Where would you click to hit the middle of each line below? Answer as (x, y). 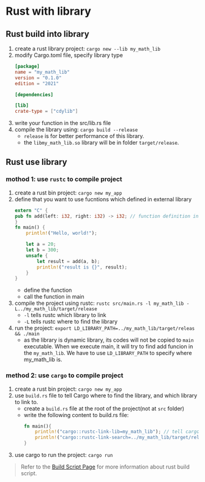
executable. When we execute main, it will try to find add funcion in (108, 346)
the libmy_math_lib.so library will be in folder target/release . (101, 143)
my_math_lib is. (43, 359)
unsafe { (37, 256)
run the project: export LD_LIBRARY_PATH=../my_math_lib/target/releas (105, 328)
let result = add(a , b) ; (69, 261)
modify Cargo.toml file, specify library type (69, 55)
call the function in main (54, 297)
